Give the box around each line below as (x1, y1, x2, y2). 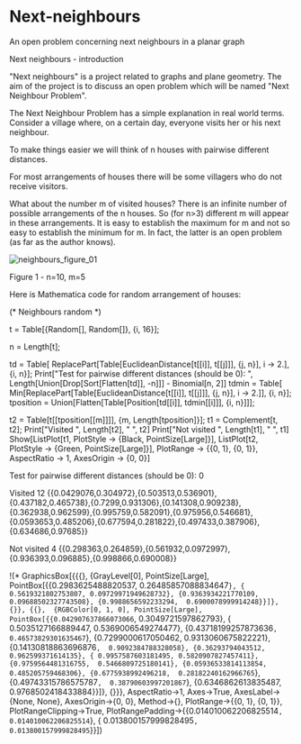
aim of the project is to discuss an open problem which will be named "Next (9, 80, 289, 91)
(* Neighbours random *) (9, 306, 102, 317)
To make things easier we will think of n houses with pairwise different (9, 144, 270, 155)
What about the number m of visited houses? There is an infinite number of (9, 198, 288, 209)
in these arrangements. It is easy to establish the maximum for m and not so (9, 217, 290, 228)
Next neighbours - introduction (9, 53, 124, 64)
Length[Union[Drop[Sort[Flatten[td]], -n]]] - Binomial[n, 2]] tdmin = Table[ (9, 377, 283, 388)
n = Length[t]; (9, 340, 61, 352)
